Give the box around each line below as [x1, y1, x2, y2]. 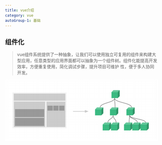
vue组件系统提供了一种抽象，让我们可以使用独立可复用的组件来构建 [16, 51, 152, 58]
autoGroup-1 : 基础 [5, 18, 41, 23]
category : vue [5, 13, 34, 18]
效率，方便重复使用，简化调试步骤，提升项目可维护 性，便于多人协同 [16, 64, 154, 70]
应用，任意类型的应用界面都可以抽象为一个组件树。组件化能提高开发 [21, 58, 158, 64]
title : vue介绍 [5, 8, 34, 13]
